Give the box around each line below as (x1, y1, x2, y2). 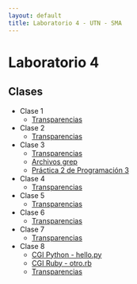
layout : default (8, 11, 62, 20)
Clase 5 (19, 190, 45, 200)
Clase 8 (19, 241, 45, 251)
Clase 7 (19, 224, 45, 234)
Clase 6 (19, 208, 45, 217)
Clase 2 (19, 123, 45, 132)
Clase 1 (19, 106, 44, 115)
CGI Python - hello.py (31, 250, 102, 259)
